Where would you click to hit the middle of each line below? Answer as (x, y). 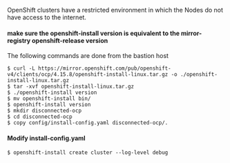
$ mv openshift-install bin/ (49, 99)
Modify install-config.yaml (46, 138)
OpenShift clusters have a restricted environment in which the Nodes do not (115, 10)
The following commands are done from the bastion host (88, 56)
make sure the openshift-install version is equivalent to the (94, 33)
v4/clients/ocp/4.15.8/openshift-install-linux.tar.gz (88, 75)
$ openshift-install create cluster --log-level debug (88, 153)
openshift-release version (70, 40)
